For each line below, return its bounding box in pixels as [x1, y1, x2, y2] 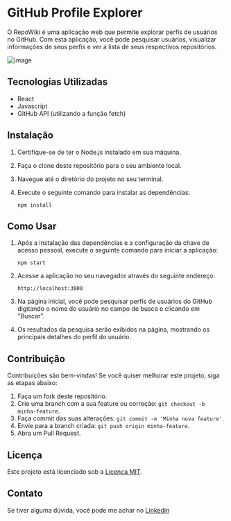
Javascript [17, 102, 48, 110]
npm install [17, 201, 52, 209]
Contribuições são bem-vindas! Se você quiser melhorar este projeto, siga [7, 371, 220, 379]
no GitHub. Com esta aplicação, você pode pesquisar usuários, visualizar [7, 35, 216, 43]
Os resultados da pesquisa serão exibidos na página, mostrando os [17, 325, 210, 334]
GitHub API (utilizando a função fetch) [17, 109, 126, 117]
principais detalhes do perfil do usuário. [17, 333, 132, 341]
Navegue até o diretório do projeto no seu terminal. [17, 175, 164, 183]
